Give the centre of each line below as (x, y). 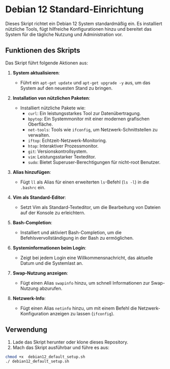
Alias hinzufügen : (32, 172)
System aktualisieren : (36, 73)
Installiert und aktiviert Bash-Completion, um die (71, 232)
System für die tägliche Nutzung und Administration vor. (64, 34)
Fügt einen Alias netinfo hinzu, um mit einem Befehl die (79, 308)
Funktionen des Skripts (43, 50)
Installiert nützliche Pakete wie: (53, 108)
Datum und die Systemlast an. (52, 263)
